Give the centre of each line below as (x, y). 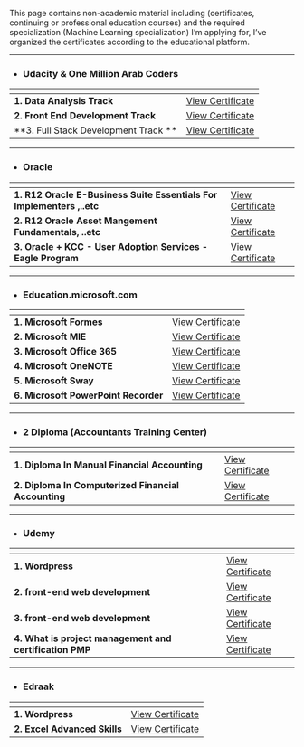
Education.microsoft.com (80, 295)
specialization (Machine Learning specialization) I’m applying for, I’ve (138, 32)
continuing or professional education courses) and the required (128, 23)
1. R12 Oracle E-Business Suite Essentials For (116, 194)
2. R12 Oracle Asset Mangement (86, 221)
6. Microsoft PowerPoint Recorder (89, 395)
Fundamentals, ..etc (57, 232)
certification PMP (52, 650)
